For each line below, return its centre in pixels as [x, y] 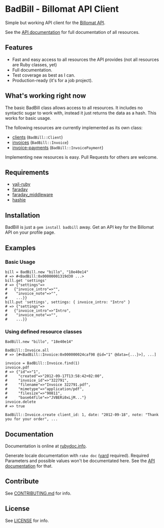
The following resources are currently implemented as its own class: [74, 127]
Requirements [27, 172]
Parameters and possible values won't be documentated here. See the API [80, 461]
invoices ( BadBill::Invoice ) [40, 142]
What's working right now [46, 96]
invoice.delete [21, 402]
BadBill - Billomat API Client [62, 9]
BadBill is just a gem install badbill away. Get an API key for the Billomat [80, 227]
